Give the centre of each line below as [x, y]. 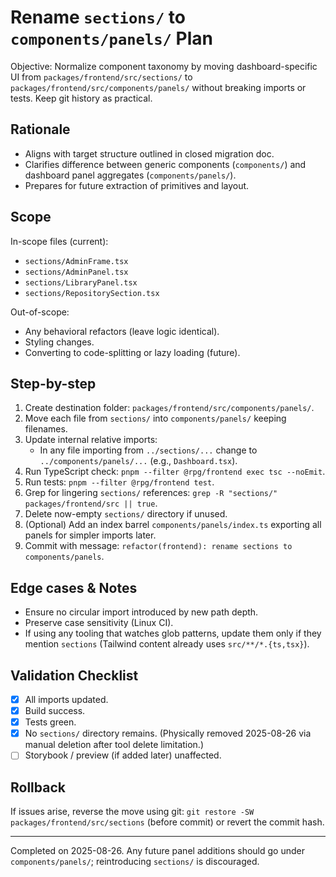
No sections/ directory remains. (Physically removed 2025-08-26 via [168, 733]
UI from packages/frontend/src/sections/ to [101, 77]
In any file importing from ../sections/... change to [148, 450]
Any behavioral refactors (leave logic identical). [122, 331]
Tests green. [50, 722]
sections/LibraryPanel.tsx [81, 282]
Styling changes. [59, 342]
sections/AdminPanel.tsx [76, 272]
